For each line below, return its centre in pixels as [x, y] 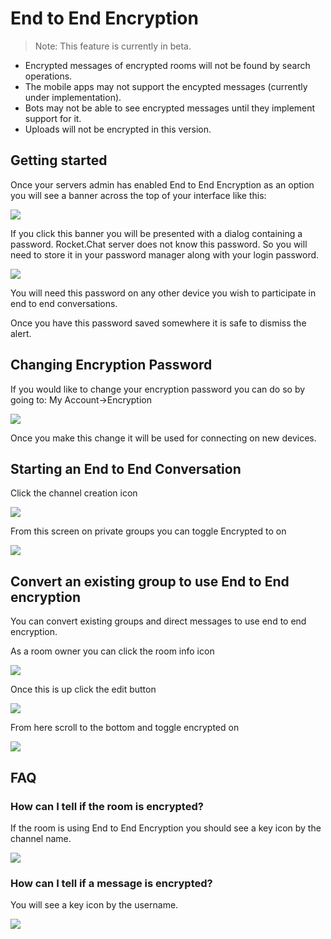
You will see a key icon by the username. [94, 905]
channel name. [41, 838]
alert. [21, 333]
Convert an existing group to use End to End [150, 581]
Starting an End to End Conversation [126, 468]
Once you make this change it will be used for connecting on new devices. [163, 438]
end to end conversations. [64, 303]
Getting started [59, 160]
